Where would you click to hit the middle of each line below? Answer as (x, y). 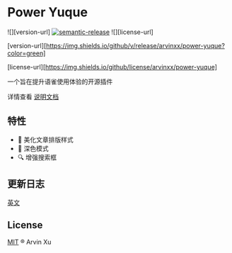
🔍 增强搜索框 (37, 157)
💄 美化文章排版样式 (45, 140)
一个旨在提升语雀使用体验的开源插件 (60, 81)
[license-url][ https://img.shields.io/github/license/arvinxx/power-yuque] (112, 67)
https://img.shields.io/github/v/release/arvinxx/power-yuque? (135, 45)
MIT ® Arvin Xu (29, 242)
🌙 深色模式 (33, 148)
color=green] (27, 53)
